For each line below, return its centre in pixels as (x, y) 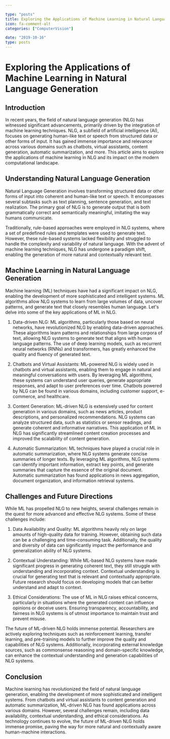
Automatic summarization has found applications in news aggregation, (86, 475)
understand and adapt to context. (47, 588)
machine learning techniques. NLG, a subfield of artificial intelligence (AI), (82, 130)
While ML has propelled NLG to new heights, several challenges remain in (82, 509)
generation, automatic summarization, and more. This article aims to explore (84, 152)
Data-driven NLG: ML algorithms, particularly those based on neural (83, 322)
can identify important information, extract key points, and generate (83, 464)
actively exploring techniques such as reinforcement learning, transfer (78, 634)
